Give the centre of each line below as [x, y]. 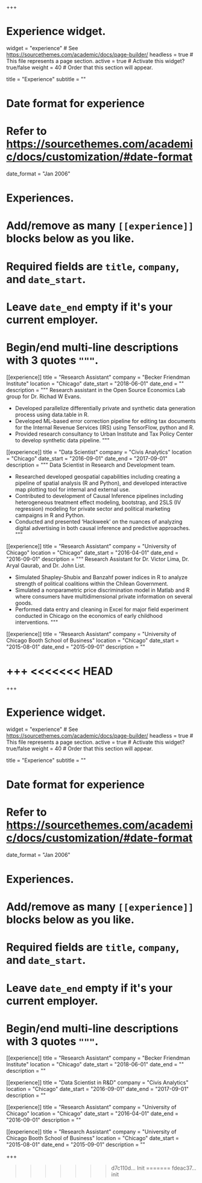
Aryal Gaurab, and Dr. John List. [46, 565]
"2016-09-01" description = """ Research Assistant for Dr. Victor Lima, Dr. [98, 559]
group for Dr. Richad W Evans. [44, 396]
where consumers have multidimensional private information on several [104, 596]
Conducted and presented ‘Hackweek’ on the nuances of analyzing [99, 522]
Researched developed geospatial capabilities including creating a [97, 476]
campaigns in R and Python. [50, 515]
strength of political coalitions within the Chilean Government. [92, 583]
